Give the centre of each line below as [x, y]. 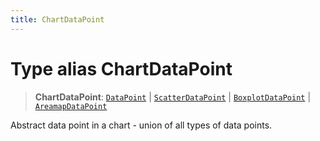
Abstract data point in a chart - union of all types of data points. [141, 125]
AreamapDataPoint [71, 106]
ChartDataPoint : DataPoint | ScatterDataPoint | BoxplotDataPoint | [173, 97]
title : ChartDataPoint [57, 19]
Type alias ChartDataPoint [121, 68]
